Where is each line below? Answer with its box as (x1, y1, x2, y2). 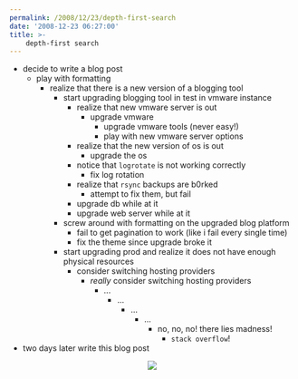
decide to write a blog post (22, 63, 123, 74)
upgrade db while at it (76, 199, 159, 209)
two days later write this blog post (22, 343, 149, 354)
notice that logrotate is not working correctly (76, 160, 246, 170)
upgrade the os (90, 151, 148, 161)
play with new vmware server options (103, 131, 244, 141)
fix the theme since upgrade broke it (76, 237, 213, 248)
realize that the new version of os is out (76, 141, 224, 151)
